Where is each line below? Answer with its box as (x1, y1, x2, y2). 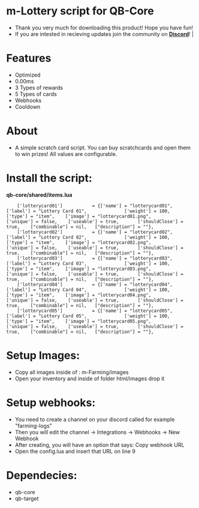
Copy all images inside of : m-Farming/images (14, 368, 129, 375)
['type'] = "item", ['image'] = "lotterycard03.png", (6, 266, 152, 272)
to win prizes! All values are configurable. (14, 150, 117, 157)
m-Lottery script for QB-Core (6, 4, 154, 18)
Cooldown (14, 103, 41, 110)
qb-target (14, 495, 39, 502)
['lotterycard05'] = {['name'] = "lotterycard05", (17, 308, 173, 314)
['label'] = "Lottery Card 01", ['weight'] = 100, (6, 208, 170, 214)
